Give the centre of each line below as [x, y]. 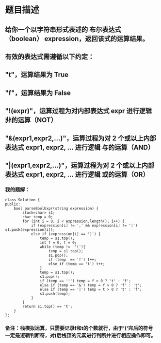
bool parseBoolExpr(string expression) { [56, 209]
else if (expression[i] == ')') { [66, 234]
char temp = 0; [38, 217]
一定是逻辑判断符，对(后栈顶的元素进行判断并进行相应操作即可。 [80, 336]
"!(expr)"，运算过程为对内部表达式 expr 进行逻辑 [79, 111]
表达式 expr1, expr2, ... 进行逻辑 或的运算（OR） [77, 174]
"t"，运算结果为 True [37, 75]
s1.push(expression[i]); [30, 230]
